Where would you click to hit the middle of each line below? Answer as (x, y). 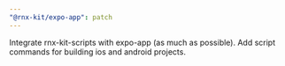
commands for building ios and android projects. (97, 51)
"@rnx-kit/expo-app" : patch (61, 17)
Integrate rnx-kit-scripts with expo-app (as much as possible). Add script (142, 42)
